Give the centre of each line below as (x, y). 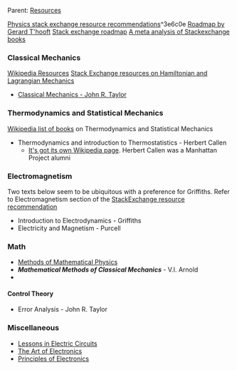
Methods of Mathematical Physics (68, 262)
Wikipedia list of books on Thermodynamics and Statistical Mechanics (110, 128)
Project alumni (49, 158)
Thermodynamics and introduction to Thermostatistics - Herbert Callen (122, 143)
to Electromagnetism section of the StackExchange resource (96, 199)
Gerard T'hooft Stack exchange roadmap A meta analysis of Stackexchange (118, 32)
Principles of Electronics (53, 359)
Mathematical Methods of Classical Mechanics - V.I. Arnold (108, 269)
